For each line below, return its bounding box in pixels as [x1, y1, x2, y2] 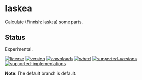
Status [5, 33, 26, 41]
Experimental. [5, 46, 33, 52]
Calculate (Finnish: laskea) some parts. [5, 19, 83, 25]
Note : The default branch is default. [5, 70, 77, 76]
